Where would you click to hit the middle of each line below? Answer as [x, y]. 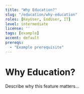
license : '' [18, 29]
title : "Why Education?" [31, 10]
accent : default [22, 38]
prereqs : [14, 43]
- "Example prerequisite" [37, 47]
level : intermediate [27, 24]
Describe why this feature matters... [42, 86]
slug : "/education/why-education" [41, 15]
